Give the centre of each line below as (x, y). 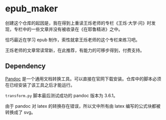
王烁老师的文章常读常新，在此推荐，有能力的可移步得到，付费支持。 (75, 50)
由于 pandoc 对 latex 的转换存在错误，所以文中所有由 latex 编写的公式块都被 (83, 106)
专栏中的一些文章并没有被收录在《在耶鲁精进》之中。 (68, 29)
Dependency (25, 66)
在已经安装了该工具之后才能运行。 (40, 85)
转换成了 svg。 (20, 112)
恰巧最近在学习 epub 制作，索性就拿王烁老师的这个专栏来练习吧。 (73, 40)
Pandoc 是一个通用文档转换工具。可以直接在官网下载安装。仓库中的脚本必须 (83, 79)
